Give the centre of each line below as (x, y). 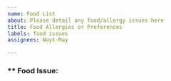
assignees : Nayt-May (38, 40)
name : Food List (31, 14)
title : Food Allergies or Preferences (65, 27)
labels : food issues (38, 33)
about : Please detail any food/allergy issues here (85, 20)
